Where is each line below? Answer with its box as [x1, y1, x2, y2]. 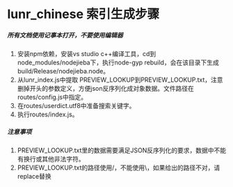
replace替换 [17, 172, 51, 181]
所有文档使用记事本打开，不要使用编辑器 [7, 30, 123, 39]
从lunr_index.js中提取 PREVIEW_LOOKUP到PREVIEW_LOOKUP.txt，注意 [17, 75, 224, 84]
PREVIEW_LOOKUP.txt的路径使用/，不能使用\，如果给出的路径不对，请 [17, 163, 220, 172]
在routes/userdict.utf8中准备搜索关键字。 [17, 102, 136, 110]
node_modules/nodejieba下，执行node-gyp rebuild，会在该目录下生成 [17, 58, 219, 66]
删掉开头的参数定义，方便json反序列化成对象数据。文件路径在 [17, 84, 195, 93]
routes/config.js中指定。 [17, 93, 88, 101]
